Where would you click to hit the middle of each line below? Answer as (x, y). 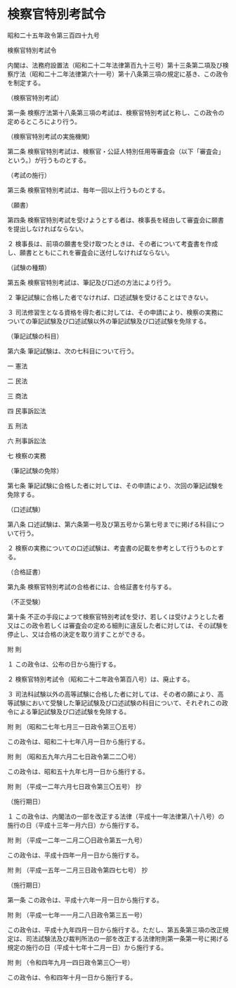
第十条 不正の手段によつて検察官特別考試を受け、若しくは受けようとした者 (116, 616)
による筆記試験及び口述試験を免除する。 (72, 711)
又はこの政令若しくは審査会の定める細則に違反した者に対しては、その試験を (118, 625)
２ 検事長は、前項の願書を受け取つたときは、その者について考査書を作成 (113, 243)
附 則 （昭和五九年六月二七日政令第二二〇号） (74, 756)
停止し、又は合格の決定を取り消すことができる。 (78, 634)
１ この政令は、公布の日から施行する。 (64, 664)
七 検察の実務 (27, 455)
